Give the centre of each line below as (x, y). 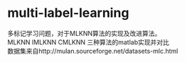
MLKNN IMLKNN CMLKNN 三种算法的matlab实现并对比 (88, 42)
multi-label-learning (68, 13)
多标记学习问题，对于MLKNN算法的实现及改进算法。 (84, 33)
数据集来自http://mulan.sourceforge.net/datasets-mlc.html (93, 51)
